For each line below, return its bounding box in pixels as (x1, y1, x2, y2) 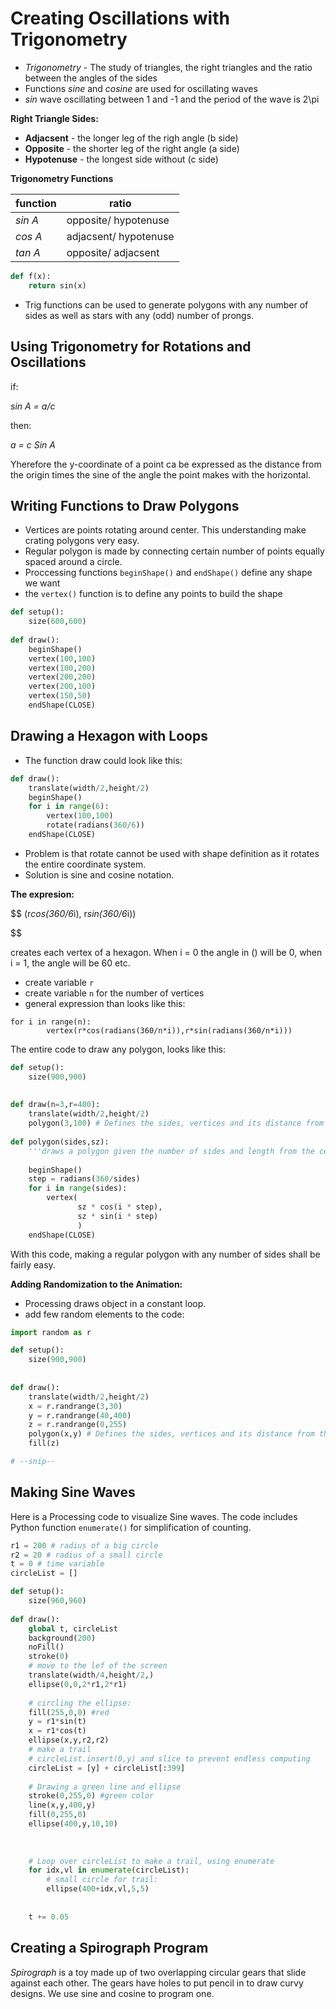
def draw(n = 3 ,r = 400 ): (10, 1100, 101, 1110)
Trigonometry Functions (10, 172, 114, 184)
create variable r (24, 976, 95, 988)
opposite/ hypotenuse (66, 213, 170, 227)
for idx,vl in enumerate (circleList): (28, 1865, 190, 1876)
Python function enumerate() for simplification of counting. (10, 1521, 252, 1533)
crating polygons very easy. (24, 535, 140, 547)
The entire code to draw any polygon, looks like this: (10, 1043, 226, 1055)
